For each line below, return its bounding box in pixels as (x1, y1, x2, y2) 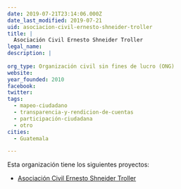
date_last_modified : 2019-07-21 (7, 17, 102, 24)
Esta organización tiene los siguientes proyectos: (7, 160, 150, 169)
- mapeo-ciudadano (13, 102, 68, 109)
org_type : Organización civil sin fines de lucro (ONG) (7, 63, 175, 70)
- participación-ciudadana (13, 115, 93, 122)
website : (7, 69, 33, 76)
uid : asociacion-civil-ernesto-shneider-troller (7, 23, 153, 30)
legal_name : (7, 43, 42, 50)
